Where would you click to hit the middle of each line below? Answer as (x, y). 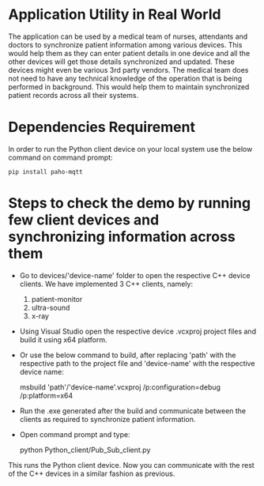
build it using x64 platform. (64, 339)
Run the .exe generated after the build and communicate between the (133, 411)
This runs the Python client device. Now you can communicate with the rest (131, 465)
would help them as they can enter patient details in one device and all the (129, 53)
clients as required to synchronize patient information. (107, 419)
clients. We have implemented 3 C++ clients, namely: (106, 284)
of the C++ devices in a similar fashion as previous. (92, 473)
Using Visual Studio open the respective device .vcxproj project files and (138, 331)
